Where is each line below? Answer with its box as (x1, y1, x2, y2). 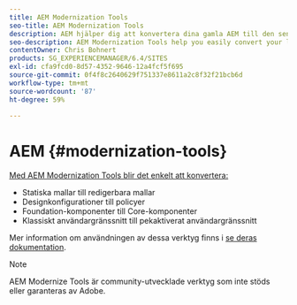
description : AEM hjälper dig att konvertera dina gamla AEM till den (9, 29, 275, 38)
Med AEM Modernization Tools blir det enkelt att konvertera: (9, 170, 229, 181)
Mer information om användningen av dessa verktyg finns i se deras (9, 233, 258, 243)
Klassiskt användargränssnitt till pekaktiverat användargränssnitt (21, 216, 258, 226)
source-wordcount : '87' (9, 87, 97, 95)
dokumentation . (9, 242, 66, 253)
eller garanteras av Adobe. (9, 286, 106, 296)
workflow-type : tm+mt (9, 79, 89, 88)
